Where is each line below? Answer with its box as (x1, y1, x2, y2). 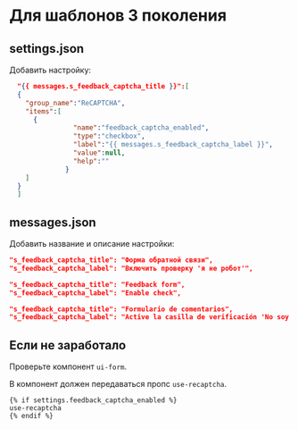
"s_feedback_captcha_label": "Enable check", (9, 288, 181, 298)
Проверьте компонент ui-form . (9, 361, 128, 372)
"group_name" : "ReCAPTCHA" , (25, 98, 126, 107)
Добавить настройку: (9, 64, 92, 75)
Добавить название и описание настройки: (9, 239, 175, 249)
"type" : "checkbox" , (72, 131, 145, 141)
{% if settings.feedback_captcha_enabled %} (9, 396, 178, 405)
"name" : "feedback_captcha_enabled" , (72, 123, 210, 132)
